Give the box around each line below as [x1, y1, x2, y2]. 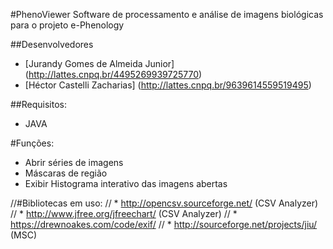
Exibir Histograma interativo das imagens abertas [24, 178, 228, 189]
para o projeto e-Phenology [10, 19, 125, 31]
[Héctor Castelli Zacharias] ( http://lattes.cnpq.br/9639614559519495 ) [24, 79, 312, 91]
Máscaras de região [24, 167, 108, 179]
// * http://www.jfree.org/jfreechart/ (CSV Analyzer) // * [10, 208, 238, 219]
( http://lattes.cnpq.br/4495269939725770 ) [24, 69, 203, 80]
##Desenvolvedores [10, 39, 94, 50]
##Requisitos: [10, 99, 67, 110]
